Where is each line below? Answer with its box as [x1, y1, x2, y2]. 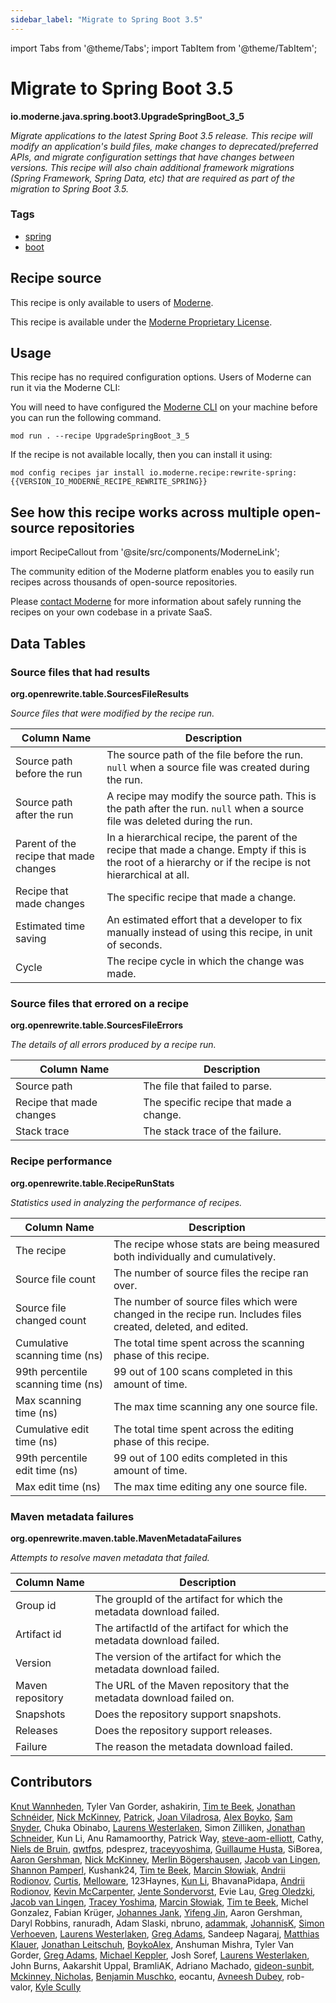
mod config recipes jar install [10, 468, 145, 478]
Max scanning [15, 1393, 82, 1407]
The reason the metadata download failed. [94, 1739, 294, 1753]
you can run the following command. [10, 412, 162, 424]
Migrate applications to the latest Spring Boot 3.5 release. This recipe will [10, 129, 313, 141]
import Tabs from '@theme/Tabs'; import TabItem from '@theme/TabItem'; [10, 42, 318, 54]
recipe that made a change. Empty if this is [106, 842, 307, 856]
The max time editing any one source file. [113, 1479, 308, 1493]
